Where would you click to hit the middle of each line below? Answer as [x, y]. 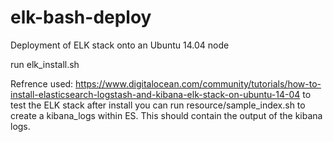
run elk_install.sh [45, 64]
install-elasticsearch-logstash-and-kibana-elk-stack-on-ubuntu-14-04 [155, 94]
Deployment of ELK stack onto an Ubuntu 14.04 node [120, 45]
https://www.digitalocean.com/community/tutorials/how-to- [198, 83]
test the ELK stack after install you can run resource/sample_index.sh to [158, 105]
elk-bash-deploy [81, 17]
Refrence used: [42, 83]
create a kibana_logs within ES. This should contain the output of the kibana [166, 115]
